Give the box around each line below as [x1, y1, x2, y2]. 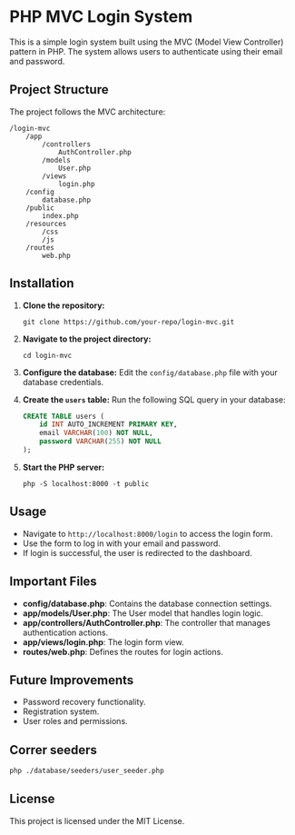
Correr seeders [9, 742, 98, 758]
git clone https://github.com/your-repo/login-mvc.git [22, 317, 235, 326]
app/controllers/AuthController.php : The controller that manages [22, 617, 270, 628]
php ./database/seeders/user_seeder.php [9, 766, 165, 776]
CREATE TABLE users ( [22, 412, 104, 421]
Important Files [9, 574, 97, 590]
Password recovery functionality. [22, 697, 147, 708]
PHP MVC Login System [9, 6, 193, 27]
